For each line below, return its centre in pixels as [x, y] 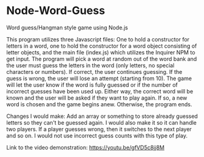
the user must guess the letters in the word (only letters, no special [90, 65]
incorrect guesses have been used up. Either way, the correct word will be [100, 91]
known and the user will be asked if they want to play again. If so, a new [97, 98]
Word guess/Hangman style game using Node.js [67, 27]
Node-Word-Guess [56, 11]
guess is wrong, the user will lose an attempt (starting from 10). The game [99, 78]
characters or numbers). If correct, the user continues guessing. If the [94, 71]
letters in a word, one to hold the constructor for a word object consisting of [102, 46]
